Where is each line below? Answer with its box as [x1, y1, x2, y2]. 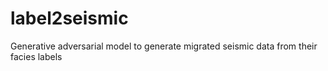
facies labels [10, 50, 63, 62]
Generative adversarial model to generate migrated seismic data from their [10, 40, 318, 52]
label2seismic [10, 7, 129, 30]
